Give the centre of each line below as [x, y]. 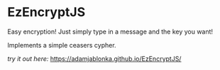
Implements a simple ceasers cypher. [62, 45]
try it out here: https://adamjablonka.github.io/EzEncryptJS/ [94, 58]
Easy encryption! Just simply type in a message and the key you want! [110, 31]
